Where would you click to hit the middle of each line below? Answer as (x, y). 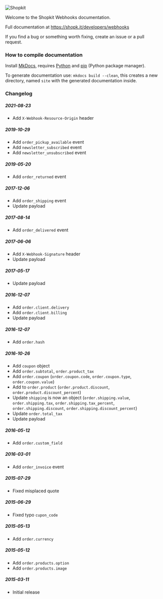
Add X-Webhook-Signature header (46, 254)
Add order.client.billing (40, 312)
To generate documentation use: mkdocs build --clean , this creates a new (81, 75)
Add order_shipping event (39, 201)
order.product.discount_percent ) (47, 392)
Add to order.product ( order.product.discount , (61, 387)
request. (14, 42)
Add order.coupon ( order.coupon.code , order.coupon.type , (72, 376)
